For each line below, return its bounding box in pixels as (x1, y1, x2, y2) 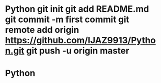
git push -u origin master (26, 45, 130, 56)
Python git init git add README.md (5, 3, 149, 15)
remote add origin (5, 25, 80, 35)
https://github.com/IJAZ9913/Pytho (5, 35, 156, 46)
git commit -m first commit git (5, 14, 130, 25)
